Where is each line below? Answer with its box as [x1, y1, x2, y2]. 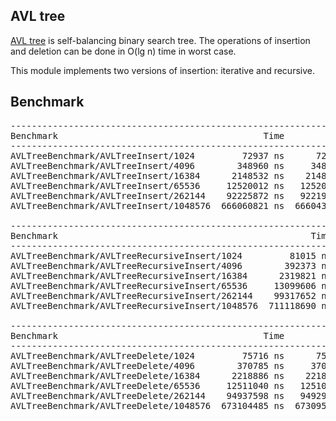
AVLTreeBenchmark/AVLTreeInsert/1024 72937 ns [10, 150, 285, 161]
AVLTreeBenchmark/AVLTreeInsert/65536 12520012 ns [10, 180, 285, 191]
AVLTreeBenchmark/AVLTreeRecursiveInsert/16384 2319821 [10, 270, 317, 281]
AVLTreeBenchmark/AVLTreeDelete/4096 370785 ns [10, 360, 285, 371]
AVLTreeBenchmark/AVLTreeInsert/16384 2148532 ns [10, 170, 285, 181]
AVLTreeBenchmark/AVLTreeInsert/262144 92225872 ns [10, 190, 285, 201]
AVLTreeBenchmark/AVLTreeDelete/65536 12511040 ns [10, 380, 285, 391]
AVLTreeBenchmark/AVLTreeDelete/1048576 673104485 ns [10, 400, 285, 411]
